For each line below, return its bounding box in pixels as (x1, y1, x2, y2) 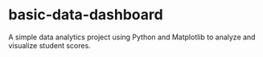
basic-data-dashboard (8, 6, 163, 24)
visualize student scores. (8, 40, 91, 50)
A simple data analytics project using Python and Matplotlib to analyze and (8, 32, 256, 42)
